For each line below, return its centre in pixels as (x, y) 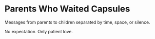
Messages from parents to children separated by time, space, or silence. (77, 22)
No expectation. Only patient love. (39, 31)
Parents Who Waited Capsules (67, 9)
